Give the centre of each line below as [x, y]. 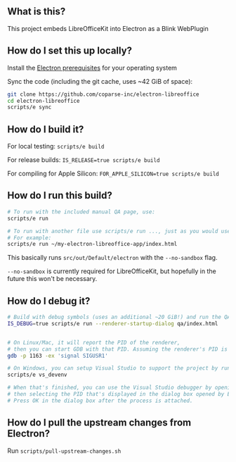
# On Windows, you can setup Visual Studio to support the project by [113, 368]
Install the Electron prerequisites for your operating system [92, 68]
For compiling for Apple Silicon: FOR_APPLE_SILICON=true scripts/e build [113, 174]
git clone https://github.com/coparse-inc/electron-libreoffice [103, 94]
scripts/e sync [29, 107]
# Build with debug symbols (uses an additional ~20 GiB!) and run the [114, 317]
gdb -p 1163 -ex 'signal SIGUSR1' [58, 356]
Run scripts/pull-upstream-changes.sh [64, 451]
